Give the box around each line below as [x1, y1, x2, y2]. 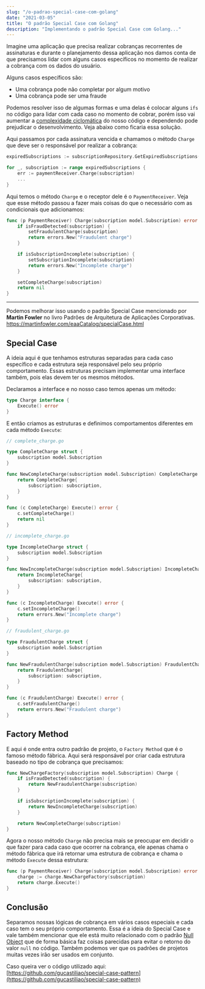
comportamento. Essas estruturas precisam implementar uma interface [6, 367, 185, 374]
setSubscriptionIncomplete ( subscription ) [28, 257, 135, 263]
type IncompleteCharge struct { [6, 544, 88, 550]
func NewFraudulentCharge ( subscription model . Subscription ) [6, 661, 163, 667]
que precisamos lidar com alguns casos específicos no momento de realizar [6, 56, 198, 63]
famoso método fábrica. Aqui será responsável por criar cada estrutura [6, 752, 185, 759]
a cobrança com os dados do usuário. [6, 62, 102, 70]
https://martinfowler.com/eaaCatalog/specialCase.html [6, 320, 145, 328]
